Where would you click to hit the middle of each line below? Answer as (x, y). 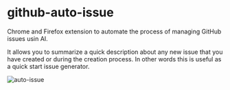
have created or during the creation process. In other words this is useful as (114, 59)
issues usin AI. (27, 38)
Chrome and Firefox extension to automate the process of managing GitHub (114, 31)
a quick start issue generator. (48, 66)
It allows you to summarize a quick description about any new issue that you (115, 52)
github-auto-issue (61, 13)
